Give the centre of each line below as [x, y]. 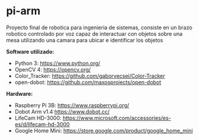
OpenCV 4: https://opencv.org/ [53, 69]
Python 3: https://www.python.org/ [57, 63]
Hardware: [20, 94]
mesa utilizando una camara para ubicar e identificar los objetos [85, 40]
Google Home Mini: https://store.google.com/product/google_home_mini [104, 130]
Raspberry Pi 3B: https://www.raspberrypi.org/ [72, 105]
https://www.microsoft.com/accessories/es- [117, 118]
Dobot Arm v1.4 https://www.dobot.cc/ [62, 111]
